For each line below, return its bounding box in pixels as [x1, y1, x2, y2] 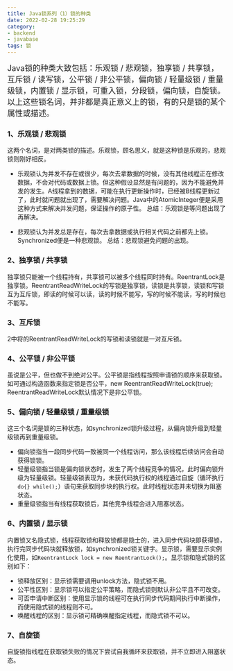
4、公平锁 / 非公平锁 [7, 353, 76, 363]
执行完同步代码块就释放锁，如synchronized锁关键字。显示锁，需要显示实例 [7, 544, 223, 552]
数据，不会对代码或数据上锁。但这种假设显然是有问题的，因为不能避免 [17, 178, 218, 187]
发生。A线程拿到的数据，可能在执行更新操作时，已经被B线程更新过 [29, 187, 221, 195]
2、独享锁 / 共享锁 [7, 255, 68, 265]
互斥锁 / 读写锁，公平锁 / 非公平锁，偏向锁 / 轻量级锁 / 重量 [7, 74, 224, 84]
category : [7, 23, 36, 30]
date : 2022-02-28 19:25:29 [7, 17, 85, 24]
